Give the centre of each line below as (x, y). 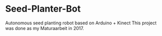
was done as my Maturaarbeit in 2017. (45, 28)
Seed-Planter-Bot (43, 9)
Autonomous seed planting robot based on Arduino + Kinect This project (81, 23)
